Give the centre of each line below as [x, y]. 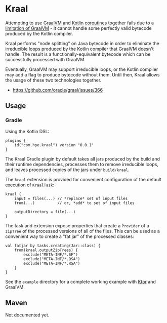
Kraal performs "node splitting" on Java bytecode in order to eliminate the [82, 43]
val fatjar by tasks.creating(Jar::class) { [53, 246]
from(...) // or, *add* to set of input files [75, 203]
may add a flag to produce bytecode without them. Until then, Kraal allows [82, 74]
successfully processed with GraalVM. [46, 59]
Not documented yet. [27, 315]
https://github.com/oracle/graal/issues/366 [57, 90]
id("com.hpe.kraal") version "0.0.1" [54, 145]
